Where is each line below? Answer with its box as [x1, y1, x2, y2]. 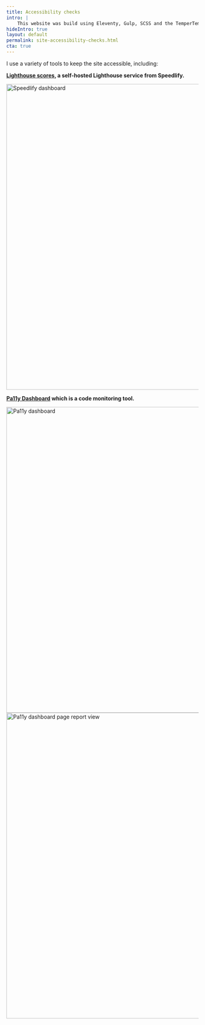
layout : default [6, 32, 48, 38]
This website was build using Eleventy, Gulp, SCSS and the [17, 20, 173, 26]
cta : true [6, 43, 32, 50]
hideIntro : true [6, 26, 48, 32]
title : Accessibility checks [6, 9, 81, 15]
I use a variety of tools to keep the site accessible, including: [6, 59, 159, 67]
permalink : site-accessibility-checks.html [6, 37, 119, 43]
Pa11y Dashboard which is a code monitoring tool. [6, 394, 135, 402]
